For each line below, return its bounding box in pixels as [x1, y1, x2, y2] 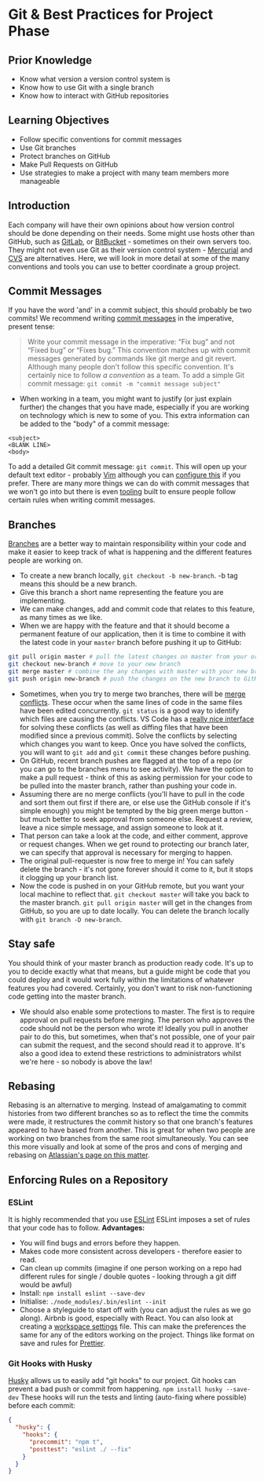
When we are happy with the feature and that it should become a [19, 621, 230, 630]
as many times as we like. [19, 613, 103, 622]
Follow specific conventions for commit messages [19, 134, 182, 144]
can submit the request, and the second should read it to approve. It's [19, 1040, 246, 1050]
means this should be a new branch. [19, 579, 137, 589]
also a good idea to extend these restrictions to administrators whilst [19, 1048, 242, 1058]
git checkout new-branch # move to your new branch [8, 660, 181, 669]
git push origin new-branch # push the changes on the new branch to [8, 674, 241, 683]
